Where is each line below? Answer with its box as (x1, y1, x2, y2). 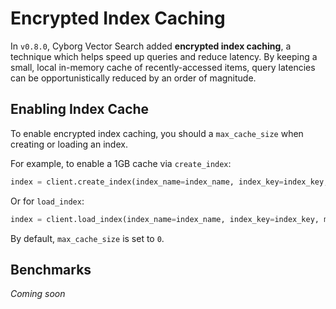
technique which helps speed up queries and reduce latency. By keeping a (10, 50, 318, 62)
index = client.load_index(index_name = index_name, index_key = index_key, (10, 214, 320, 224)
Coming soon (10, 288, 66, 300)
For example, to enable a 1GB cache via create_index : (10, 157, 232, 169)
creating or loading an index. (10, 138, 128, 150)
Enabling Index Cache (10, 101, 150, 118)
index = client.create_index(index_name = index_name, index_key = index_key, (10, 177, 329, 187)
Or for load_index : (10, 195, 85, 207)
